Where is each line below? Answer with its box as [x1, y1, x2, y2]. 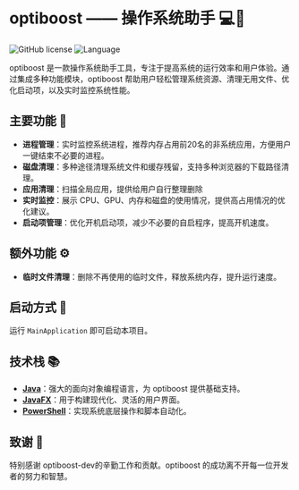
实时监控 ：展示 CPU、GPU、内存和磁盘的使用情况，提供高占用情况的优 [21, 194, 286, 206]
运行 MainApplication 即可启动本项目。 [9, 325, 153, 336]
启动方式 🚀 [9, 300, 67, 315]
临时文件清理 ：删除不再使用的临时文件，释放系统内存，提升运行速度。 [21, 271, 282, 282]
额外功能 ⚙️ [9, 246, 70, 261]
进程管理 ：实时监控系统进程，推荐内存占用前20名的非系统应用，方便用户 [21, 139, 292, 149]
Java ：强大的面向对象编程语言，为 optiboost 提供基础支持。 [21, 384, 245, 394]
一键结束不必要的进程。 [21, 149, 109, 161]
